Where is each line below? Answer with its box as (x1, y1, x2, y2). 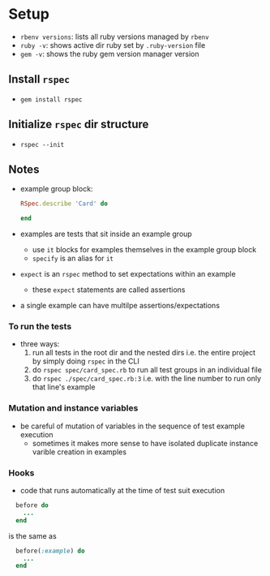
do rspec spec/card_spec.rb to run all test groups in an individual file (32, 365, 262, 375)
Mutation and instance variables (8, 402, 139, 414)
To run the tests (8, 321, 72, 333)
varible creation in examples (32, 447, 127, 457)
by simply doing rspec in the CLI (32, 356, 139, 366)
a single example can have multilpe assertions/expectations (19, 301, 221, 311)
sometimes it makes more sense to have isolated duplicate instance (32, 438, 259, 448)
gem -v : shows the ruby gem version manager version (19, 49, 199, 58)
